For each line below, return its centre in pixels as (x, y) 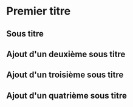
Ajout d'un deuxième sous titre (66, 54)
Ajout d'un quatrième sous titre (67, 95)
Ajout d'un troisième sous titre (65, 75)
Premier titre (39, 11)
